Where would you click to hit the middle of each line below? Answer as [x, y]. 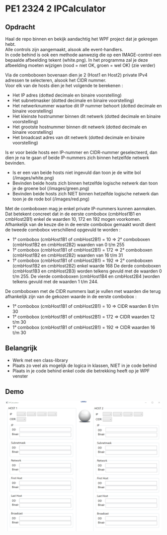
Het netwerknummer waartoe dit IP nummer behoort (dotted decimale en [87, 106]
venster [20, 376]
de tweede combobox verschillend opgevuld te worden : [63, 230]
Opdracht [20, 27]
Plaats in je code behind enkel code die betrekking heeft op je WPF [81, 370]
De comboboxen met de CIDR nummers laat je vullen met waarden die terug [83, 291]
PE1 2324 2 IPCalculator [55, 9]
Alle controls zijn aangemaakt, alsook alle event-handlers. [64, 49]
